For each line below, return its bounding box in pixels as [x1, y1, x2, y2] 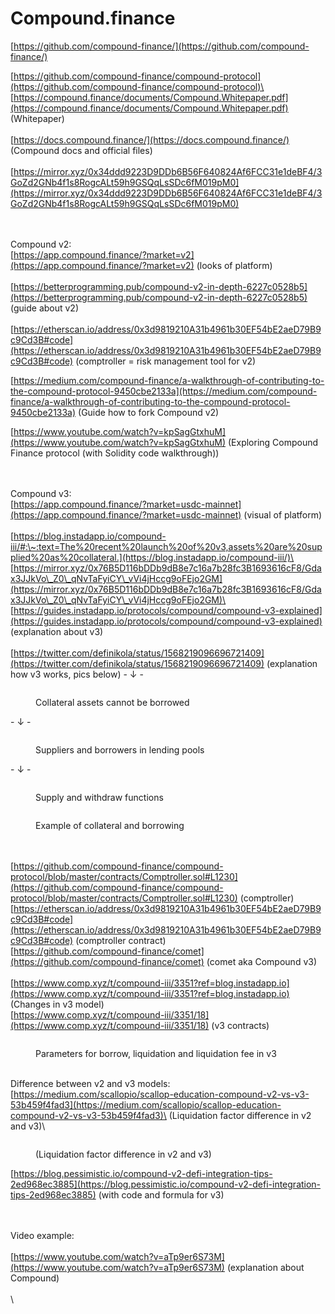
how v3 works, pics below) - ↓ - [10, 668, 144, 680]
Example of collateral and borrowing [35, 819, 185, 831]
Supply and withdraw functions [35, 791, 164, 803]
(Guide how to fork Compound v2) [78, 406, 220, 418]
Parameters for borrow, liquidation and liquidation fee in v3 [35, 1047, 277, 1059]
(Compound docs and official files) [10, 144, 153, 156]
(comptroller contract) [75, 934, 167, 946]
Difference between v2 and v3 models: [10, 1077, 171, 1089]
